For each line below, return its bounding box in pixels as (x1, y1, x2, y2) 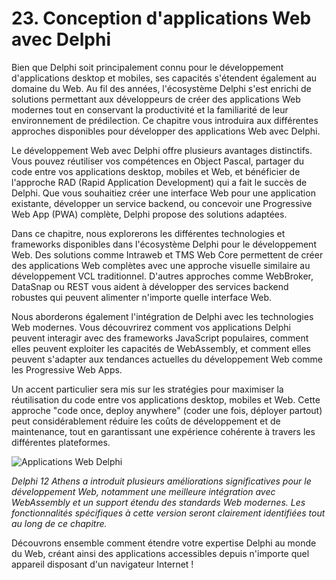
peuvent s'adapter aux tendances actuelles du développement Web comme (11, 353, 323, 365)
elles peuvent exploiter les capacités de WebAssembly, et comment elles (11, 342, 311, 354)
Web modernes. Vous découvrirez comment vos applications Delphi (11, 321, 291, 333)
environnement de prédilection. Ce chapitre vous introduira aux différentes (11, 114, 319, 126)
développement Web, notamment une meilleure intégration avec (11, 485, 276, 497)
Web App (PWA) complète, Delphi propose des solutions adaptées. (11, 208, 288, 220)
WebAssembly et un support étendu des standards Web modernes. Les (11, 496, 306, 508)
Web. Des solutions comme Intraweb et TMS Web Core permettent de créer (11, 248, 324, 261)
